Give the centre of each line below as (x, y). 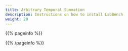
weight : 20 (17, 19)
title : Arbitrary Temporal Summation (45, 10)
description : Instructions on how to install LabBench (64, 14)
